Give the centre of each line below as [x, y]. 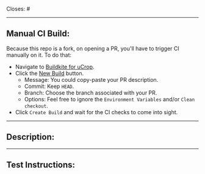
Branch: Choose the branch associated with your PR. [91, 92]
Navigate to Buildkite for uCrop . [55, 67]
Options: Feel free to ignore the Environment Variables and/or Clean [110, 99]
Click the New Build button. [49, 73]
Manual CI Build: [38, 34]
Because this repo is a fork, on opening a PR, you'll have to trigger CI [93, 48]
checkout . [36, 106]
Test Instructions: [41, 165]
